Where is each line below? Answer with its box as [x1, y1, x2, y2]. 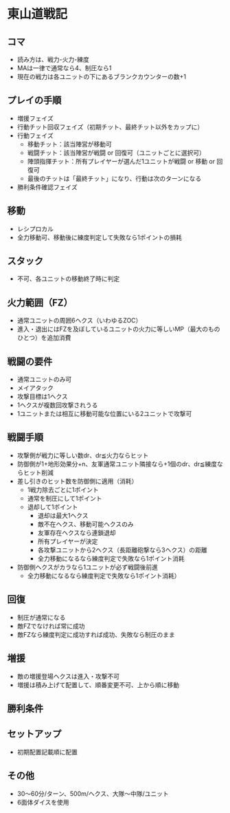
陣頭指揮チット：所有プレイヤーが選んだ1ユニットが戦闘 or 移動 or [27, 157, 216, 165]
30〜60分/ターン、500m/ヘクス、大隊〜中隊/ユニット [16, 789, 170, 798]
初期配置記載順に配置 [16, 748, 78, 756]
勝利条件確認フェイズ [16, 183, 78, 191]
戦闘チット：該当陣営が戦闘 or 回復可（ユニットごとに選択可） [27, 149, 206, 157]
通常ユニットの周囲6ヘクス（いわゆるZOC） [16, 316, 142, 325]
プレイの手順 [7, 94, 62, 107]
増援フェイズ [16, 114, 54, 122]
